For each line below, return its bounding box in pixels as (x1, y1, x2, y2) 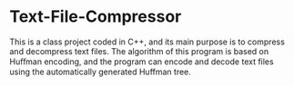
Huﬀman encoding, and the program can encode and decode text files (9, 56, 275, 67)
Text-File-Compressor (9, 6, 182, 27)
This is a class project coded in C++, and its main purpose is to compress (9, 36, 285, 47)
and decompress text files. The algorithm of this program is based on (9, 45, 269, 56)
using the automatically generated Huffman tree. (9, 66, 191, 77)
